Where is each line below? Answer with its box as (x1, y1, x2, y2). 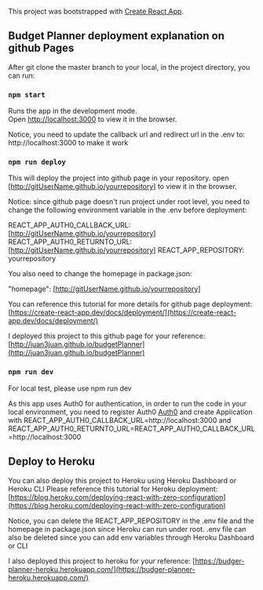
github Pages (8, 42, 75, 55)
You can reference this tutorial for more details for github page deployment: (8, 300, 253, 309)
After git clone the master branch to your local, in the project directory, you (8, 62, 250, 71)
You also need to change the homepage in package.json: (8, 269, 192, 279)
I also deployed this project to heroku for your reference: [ (8, 556, 195, 566)
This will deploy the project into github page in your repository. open (8, 173, 229, 183)
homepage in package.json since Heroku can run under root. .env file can (8, 524, 247, 534)
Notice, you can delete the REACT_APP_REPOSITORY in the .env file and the (8, 515, 254, 525)
